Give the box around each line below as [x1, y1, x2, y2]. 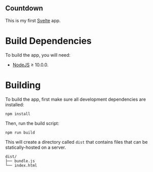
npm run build [5, 130, 35, 135]
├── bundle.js [5, 158, 35, 163]
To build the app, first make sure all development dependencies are [5, 96, 146, 102]
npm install [5, 111, 30, 116]
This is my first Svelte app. [5, 17, 61, 23]
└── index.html [5, 163, 37, 168]
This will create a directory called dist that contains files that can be [5, 139, 148, 145]
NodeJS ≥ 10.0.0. [12, 62, 49, 68]
